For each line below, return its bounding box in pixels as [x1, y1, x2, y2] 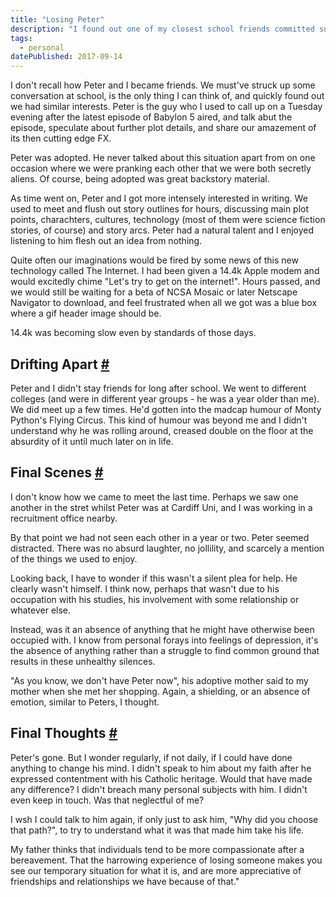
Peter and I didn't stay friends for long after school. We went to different [10, 382, 307, 394]
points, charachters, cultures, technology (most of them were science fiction [10, 214, 326, 226]
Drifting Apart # [10, 356, 110, 373]
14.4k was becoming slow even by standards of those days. [10, 327, 257, 339]
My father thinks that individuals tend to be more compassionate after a [10, 843, 305, 855]
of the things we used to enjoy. [10, 552, 138, 565]
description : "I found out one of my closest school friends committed [10, 24, 315, 34]
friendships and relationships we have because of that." [10, 875, 240, 887]
